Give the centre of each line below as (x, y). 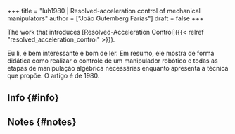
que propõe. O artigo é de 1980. (53, 75)
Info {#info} (33, 98)
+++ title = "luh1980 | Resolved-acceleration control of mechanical (104, 11)
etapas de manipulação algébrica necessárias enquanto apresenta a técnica (118, 68)
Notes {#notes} (42, 122)
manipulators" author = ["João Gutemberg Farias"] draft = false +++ (106, 18)
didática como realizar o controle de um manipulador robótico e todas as (113, 61)
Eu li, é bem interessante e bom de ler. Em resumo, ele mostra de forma (111, 53)
